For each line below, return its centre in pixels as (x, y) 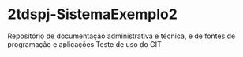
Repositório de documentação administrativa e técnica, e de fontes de (121, 36)
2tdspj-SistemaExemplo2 (93, 14)
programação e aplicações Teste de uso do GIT (85, 44)
